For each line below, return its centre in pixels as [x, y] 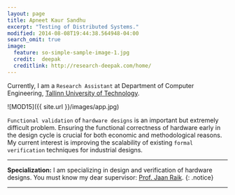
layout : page [26, 14]
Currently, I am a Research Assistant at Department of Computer [101, 85]
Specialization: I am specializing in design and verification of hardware [110, 170]
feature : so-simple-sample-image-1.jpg [72, 53]
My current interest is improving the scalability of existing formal [100, 142]
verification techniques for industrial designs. [75, 150]
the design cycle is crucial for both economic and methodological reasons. [115, 135]
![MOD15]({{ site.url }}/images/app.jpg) [63, 106]
